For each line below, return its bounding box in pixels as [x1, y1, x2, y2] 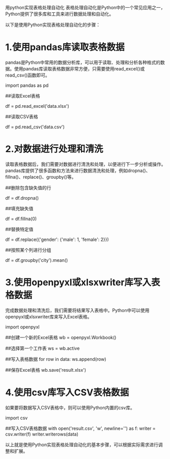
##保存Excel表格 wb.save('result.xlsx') [5, 367, 87, 373]
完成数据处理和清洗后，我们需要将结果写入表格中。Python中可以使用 [5, 307, 150, 313]
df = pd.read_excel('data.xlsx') [5, 103, 70, 109]
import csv [5, 415, 28, 421]
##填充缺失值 [5, 205, 34, 211]
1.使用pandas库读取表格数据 [5, 41, 125, 53]
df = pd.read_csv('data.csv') [5, 124, 65, 130]
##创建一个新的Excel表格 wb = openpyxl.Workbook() [5, 334, 117, 341]
